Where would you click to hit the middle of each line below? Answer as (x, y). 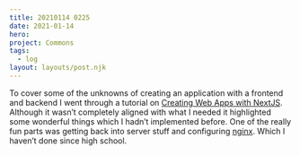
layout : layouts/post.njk (57, 68)
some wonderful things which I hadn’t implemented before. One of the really (150, 121)
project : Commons (42, 43)
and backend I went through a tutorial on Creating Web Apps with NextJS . (146, 102)
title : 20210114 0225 (50, 17)
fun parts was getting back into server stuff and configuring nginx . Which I (147, 131)
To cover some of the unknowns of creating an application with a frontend (146, 93)
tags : (19, 51)
